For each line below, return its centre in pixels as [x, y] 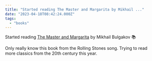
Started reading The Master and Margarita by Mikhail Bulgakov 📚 [71, 37]
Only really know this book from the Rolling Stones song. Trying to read [76, 48]
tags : [10, 18]
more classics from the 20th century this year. [51, 53]
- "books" [19, 23]
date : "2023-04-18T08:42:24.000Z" [40, 14]
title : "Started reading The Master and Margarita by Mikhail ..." [75, 9]
